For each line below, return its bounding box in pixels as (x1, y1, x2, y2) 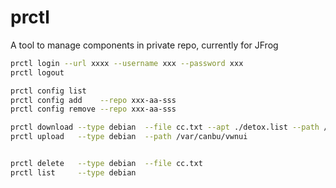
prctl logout (10, 67, 65, 78)
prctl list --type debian (10, 167, 137, 178)
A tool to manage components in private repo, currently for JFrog (10, 39, 279, 51)
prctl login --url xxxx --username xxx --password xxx (10, 58, 244, 68)
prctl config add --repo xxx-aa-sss (10, 95, 177, 105)
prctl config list (10, 86, 87, 96)
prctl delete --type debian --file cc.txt (10, 159, 203, 169)
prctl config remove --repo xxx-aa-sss (10, 104, 177, 115)
